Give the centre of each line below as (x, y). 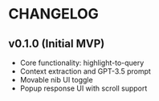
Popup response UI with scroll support (84, 88)
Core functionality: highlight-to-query (82, 63)
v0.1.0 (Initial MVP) (57, 44)
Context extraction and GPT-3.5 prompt (85, 71)
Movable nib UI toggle (57, 80)
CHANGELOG (53, 14)
